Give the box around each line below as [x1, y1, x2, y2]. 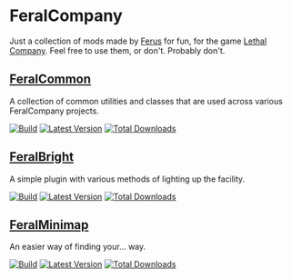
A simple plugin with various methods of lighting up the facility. [9, 174, 246, 184]
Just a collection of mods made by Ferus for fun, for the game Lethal [9, 35, 267, 46]
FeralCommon [9, 72, 92, 87]
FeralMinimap [9, 217, 89, 233]
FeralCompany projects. [9, 105, 100, 116]
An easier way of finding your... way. [9, 242, 146, 253]
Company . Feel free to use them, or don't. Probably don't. [9, 45, 226, 55]
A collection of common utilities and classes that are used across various [9, 95, 284, 106]
